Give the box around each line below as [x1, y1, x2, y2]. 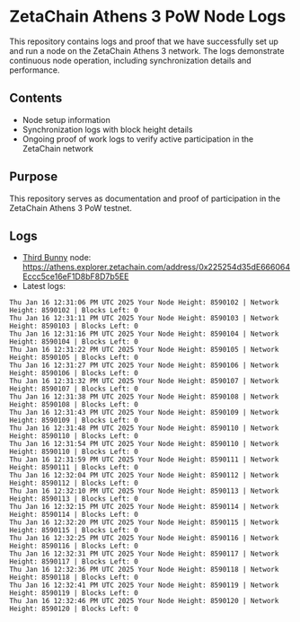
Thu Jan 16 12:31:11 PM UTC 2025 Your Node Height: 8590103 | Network [9, 314, 279, 323]
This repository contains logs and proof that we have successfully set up [9, 36, 278, 47]
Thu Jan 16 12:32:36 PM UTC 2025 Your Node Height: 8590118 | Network [9, 565, 279, 574]
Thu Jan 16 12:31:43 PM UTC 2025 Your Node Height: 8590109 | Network [9, 408, 279, 417]
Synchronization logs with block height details [22, 124, 193, 135]
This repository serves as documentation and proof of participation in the [9, 193, 281, 204]
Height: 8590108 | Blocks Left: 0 [9, 400, 139, 409]
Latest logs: [22, 281, 66, 292]
